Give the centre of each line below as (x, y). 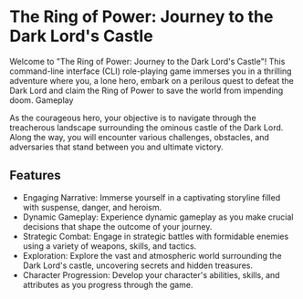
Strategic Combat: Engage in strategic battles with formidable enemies (156, 236)
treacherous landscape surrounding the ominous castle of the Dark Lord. (146, 127)
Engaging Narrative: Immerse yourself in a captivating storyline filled (151, 197)
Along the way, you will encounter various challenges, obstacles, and (139, 137)
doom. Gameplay (42, 100)
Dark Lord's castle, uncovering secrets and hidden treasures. (138, 265)
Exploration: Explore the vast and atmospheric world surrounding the (152, 255)
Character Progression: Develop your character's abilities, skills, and (151, 274)
